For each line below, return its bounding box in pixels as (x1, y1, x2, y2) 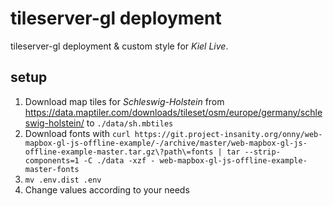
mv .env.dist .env (24, 175, 102, 185)
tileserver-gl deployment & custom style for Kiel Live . (10, 40, 229, 52)
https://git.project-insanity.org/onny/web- (134, 129, 323, 139)
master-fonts (24, 164, 80, 174)
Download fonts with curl (24, 127, 131, 139)
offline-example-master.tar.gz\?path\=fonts (24, 147, 214, 157)
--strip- (244, 147, 281, 157)
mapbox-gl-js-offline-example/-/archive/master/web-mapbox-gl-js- (24, 138, 308, 148)
